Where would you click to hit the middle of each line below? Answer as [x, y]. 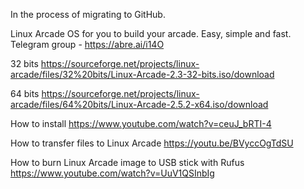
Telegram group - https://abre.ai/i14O [87, 44]
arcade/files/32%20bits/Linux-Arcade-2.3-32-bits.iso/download [142, 74]
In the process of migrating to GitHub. [88, 14]
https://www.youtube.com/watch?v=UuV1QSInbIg [112, 173]
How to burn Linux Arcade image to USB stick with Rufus [127, 162]
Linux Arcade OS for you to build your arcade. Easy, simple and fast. [151, 33]
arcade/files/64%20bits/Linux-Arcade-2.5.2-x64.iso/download [139, 104]
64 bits [25, 93]
